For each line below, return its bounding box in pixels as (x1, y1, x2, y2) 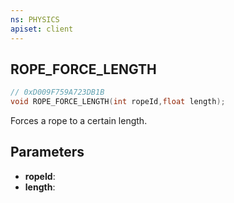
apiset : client (10, 24, 74, 34)
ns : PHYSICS (10, 14, 60, 25)
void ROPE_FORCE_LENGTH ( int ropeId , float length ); (10, 97, 226, 107)
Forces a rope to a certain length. (10, 115, 148, 127)
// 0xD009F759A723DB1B (10, 87, 105, 98)
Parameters (10, 144, 85, 161)
